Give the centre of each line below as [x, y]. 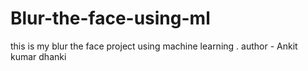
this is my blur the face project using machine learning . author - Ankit [154, 46]
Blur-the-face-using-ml [110, 18]
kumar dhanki [38, 56]
